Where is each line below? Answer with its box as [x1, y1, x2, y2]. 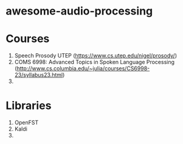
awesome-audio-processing [5, 4, 153, 18]
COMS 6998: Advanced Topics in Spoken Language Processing [14, 59, 174, 66]
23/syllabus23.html [14, 71, 63, 79]
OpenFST [14, 119, 39, 126]
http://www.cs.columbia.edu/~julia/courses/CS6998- [16, 65, 150, 72]
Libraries [5, 99, 52, 113]
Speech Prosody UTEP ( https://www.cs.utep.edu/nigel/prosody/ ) [14, 52, 178, 59]
